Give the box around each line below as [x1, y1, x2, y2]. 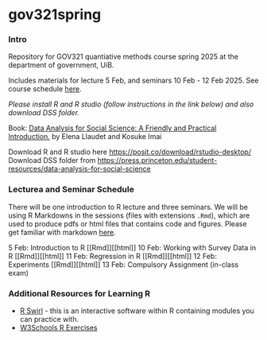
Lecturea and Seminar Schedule [8, 184, 135, 195]
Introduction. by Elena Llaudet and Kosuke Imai [8, 132, 162, 141]
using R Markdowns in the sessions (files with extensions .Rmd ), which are [8, 211, 250, 220]
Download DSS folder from [8, 156, 96, 165]
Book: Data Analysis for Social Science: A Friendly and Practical [8, 123, 217, 133]
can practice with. [19, 315, 79, 324]
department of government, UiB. [8, 60, 114, 70]
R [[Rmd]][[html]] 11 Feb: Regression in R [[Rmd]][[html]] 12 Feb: [8, 251, 217, 261]
